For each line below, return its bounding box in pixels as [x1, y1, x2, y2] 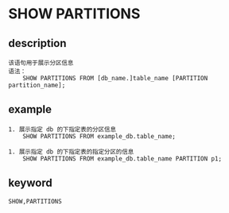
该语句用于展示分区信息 [8, 59, 74, 67]
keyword [8, 176, 53, 190]
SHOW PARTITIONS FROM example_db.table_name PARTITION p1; [22, 154, 223, 163]
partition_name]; [8, 81, 66, 89]
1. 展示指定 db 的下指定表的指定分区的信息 [8, 148, 134, 156]
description [8, 37, 67, 50]
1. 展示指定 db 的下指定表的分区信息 [8, 125, 117, 134]
